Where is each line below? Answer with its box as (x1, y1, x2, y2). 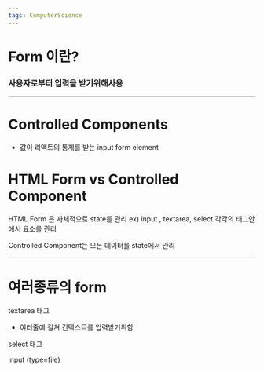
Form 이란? (8, 48, 79, 65)
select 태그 (8, 339, 43, 348)
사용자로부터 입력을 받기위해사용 (8, 78, 123, 89)
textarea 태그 (8, 305, 49, 315)
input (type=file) (8, 355, 60, 364)
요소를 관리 (22, 224, 57, 233)
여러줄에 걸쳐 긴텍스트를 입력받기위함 (19, 323, 134, 332)
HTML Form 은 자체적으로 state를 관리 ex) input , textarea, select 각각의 (8, 213, 234, 224)
